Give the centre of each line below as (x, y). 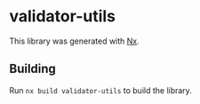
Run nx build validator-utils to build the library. (101, 90)
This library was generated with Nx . (74, 41)
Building (32, 69)
